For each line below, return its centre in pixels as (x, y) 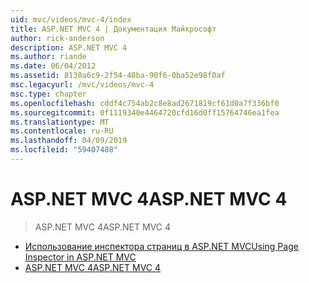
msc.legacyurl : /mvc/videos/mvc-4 (82, 85)
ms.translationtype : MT (60, 122)
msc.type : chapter (48, 94)
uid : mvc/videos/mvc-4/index (71, 19)
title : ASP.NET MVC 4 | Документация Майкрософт (113, 29)
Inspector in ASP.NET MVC (80, 257)
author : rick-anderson (57, 38)
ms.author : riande (48, 57)
